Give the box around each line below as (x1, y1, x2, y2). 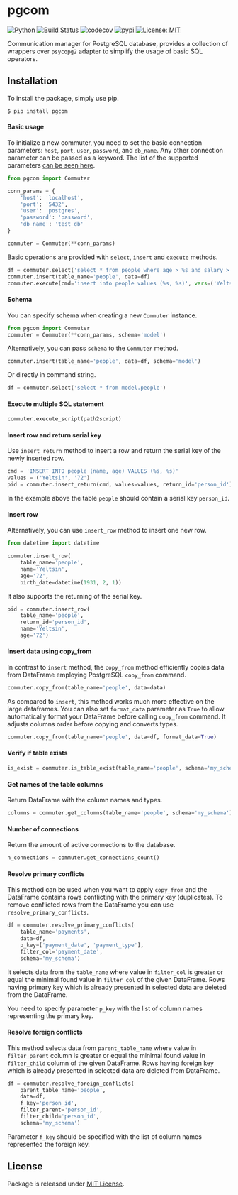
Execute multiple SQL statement (7, 400, 104, 408)
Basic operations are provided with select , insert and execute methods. (7, 253, 218, 261)
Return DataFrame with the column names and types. (7, 796, 163, 804)
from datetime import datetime (7, 540, 100, 547)
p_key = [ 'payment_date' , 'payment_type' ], (20, 942, 144, 949)
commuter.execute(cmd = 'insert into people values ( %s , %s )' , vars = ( (7, 280, 214, 287)
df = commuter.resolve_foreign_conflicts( (7, 1080, 135, 1087)
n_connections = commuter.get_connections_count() (7, 854, 160, 861)
